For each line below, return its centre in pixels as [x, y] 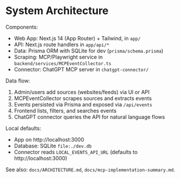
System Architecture [57, 11]
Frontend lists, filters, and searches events [65, 111]
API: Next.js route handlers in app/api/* [62, 44]
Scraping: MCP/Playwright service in [58, 57]
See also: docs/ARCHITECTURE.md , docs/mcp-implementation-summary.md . [90, 169]
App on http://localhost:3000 [49, 139]
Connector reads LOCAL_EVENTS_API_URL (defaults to [76, 152]
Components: [22, 27]
